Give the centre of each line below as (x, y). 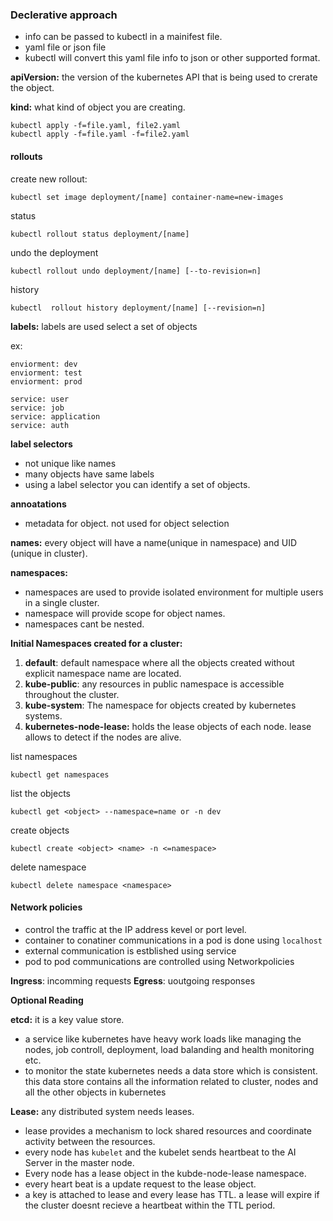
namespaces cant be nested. (84, 624)
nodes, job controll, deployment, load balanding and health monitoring (169, 1049)
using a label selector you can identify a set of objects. (137, 484)
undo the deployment (54, 252)
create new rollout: (49, 179)
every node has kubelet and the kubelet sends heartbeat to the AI (160, 1152)
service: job (37, 408)
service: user (40, 399)
